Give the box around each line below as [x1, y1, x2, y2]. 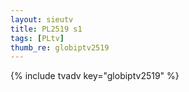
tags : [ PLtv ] [10, 33, 65, 43]
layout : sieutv [10, 14, 74, 25]
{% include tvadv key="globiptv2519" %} [10, 70, 180, 82]
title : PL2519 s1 [10, 24, 83, 34]
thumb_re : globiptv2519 [10, 42, 110, 53]
